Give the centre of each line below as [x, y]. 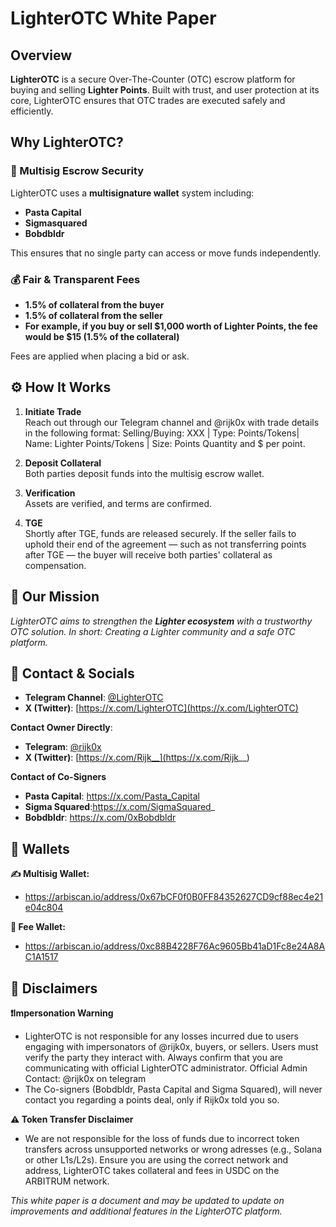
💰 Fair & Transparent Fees [75, 279]
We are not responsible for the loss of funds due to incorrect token [162, 1139]
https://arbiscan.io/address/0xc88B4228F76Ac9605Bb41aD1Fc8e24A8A [175, 946]
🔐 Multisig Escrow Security [77, 171]
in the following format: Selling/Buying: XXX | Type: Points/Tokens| [162, 433]
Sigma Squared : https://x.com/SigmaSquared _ [120, 807]
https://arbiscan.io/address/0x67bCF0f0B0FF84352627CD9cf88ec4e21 [174, 897]
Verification [50, 493]
